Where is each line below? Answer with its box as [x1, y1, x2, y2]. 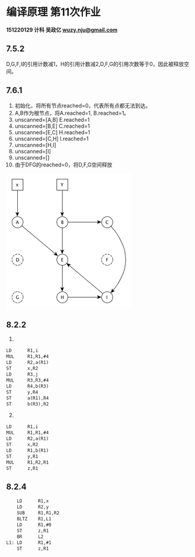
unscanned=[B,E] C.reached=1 [14, 122, 90, 130]
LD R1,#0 [17, 522, 52, 528]
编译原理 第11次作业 [6, 5, 101, 19]
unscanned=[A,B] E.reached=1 [14, 116, 90, 123]
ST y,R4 [6, 389, 39, 395]
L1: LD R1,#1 [6, 540, 52, 546]
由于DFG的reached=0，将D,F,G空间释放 [14, 161, 113, 168]
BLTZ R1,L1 [17, 516, 52, 522]
